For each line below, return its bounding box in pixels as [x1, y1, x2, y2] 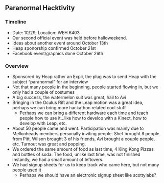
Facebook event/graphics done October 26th [12, 50, 104, 56]
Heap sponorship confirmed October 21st [12, 45, 96, 51]
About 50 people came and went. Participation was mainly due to [12, 125, 144, 131]
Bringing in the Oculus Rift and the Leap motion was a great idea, [12, 100, 143, 105]
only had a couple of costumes [12, 89, 75, 95]
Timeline [5, 19, 26, 25]
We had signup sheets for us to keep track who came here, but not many [12, 162, 159, 167]
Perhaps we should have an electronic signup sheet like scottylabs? [19, 172, 157, 178]
